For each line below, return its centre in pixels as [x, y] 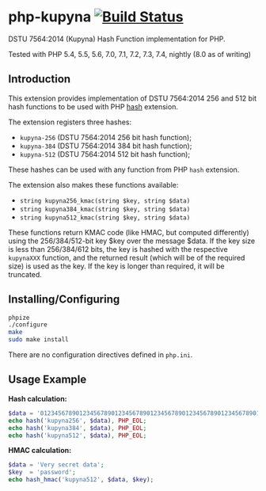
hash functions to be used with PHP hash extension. [93, 106]
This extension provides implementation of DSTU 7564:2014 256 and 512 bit [133, 98]
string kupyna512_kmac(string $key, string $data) [105, 218]
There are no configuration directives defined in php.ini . [101, 355]
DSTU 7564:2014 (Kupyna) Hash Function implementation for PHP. [117, 39]
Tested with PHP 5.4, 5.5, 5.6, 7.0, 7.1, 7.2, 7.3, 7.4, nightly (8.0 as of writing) [130, 54]
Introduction [40, 79]
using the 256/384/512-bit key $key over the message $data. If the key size [132, 241]
